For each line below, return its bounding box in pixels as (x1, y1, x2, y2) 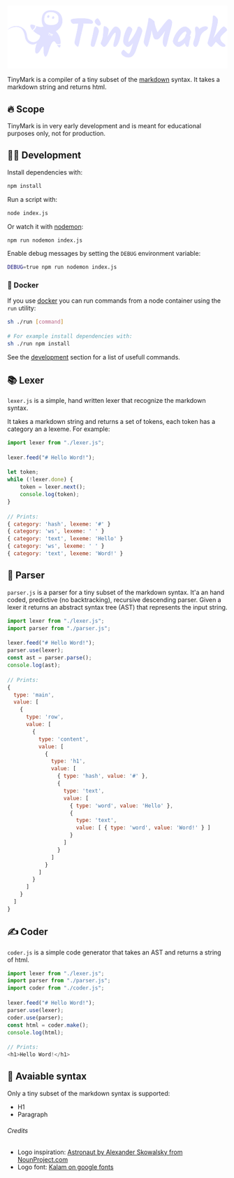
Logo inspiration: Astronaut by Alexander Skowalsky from (17, 1148, 183, 1156)
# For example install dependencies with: (7, 333, 133, 340)
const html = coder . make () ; (7, 1022, 89, 1029)
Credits (7, 1126, 29, 1135)
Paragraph (17, 1110, 48, 1118)
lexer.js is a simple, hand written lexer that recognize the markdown (7, 396, 206, 404)
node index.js (7, 210, 49, 217)
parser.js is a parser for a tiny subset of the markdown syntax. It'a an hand (7, 588, 225, 596)
